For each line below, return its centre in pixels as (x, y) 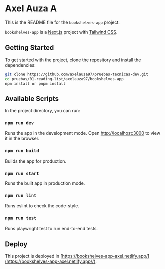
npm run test (21, 218)
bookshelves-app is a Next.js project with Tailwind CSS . (61, 32)
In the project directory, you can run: (43, 111)
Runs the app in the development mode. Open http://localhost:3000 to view (83, 133)
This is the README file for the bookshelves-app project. (62, 22)
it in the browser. (22, 138)
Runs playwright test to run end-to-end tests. (52, 228)
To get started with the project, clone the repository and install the (73, 60)
